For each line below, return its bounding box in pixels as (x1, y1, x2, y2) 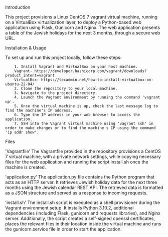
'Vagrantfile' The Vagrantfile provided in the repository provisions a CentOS (5, 148, 161, 154)
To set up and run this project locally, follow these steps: (5, 54, 122, 60)
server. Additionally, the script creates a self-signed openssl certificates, (5, 215, 155, 221)
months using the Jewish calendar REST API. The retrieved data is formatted (5, 184, 163, 190)
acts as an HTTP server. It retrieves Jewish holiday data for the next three (5, 179, 157, 185)
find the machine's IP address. (5, 108, 73, 113)
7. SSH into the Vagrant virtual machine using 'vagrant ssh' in (14, 121, 154, 126)
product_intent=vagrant (5, 73, 55, 78)
